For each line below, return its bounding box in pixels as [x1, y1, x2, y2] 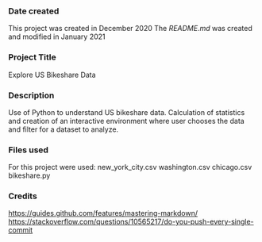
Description [8, 90, 55, 101]
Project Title [8, 52, 57, 63]
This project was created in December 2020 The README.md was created [8, 24, 252, 33]
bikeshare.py [8, 171, 51, 180]
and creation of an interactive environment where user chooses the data [8, 116, 245, 125]
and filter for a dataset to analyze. [8, 125, 119, 134]
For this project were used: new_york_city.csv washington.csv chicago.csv [8, 163, 252, 172]
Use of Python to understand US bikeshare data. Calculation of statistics [8, 107, 245, 117]
